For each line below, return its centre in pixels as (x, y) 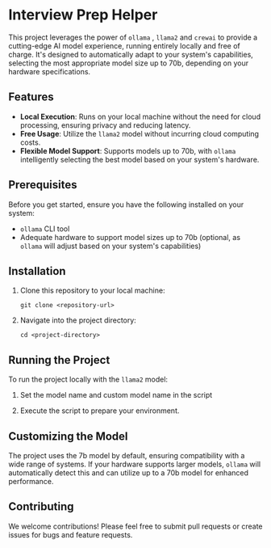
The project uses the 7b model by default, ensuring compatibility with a (127, 455)
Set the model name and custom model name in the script (116, 395)
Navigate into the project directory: (78, 320)
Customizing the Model (68, 436)
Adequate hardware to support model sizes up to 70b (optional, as (130, 237)
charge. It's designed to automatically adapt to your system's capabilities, (131, 54)
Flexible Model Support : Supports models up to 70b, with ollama (128, 150)
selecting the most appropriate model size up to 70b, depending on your (129, 63)
